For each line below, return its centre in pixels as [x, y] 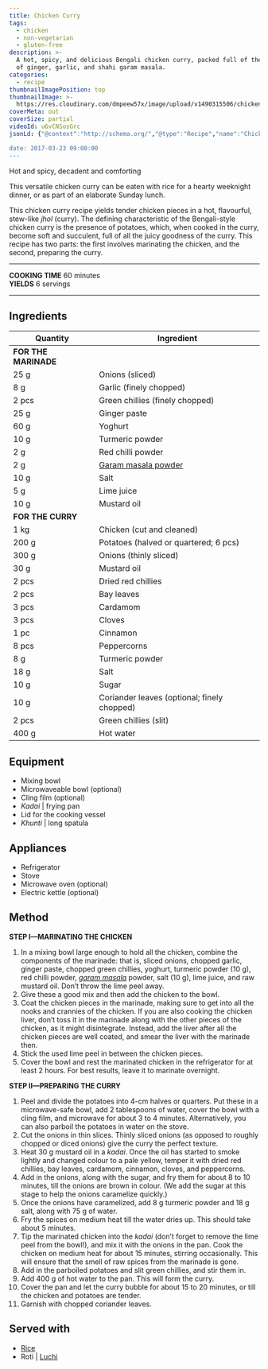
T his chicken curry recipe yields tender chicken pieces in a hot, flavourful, [130, 210]
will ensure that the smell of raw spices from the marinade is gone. [130, 1262]
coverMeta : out [34, 112]
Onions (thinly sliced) [139, 556]
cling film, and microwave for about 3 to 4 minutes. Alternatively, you [133, 1118]
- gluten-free [39, 45]
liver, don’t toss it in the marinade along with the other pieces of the [131, 1019]
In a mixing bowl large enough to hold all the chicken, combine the [129, 952]
